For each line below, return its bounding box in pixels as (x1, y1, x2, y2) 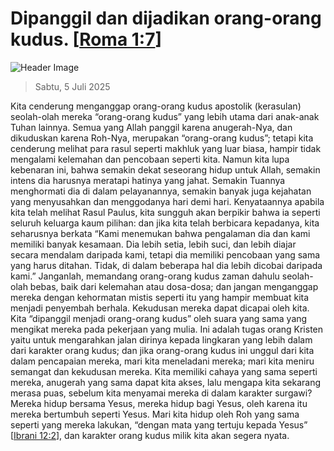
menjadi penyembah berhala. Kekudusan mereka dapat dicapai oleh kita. (10, 302, 310, 314)
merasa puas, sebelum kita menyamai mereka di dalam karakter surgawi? (10, 387, 313, 399)
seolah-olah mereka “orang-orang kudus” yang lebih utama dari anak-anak (10, 110, 320, 122)
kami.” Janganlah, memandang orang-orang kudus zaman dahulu (10, 270, 280, 282)
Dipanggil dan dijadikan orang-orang (10, 7, 322, 30)
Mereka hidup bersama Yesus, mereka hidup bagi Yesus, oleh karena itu (10, 397, 308, 409)
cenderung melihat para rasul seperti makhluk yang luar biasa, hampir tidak (10, 142, 322, 154)
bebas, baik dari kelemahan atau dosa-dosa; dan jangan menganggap (29, 280, 319, 292)
